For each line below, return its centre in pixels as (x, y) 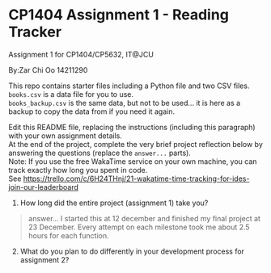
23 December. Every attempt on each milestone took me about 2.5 (139, 227)
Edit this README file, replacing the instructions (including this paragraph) (132, 127)
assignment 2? (44, 259)
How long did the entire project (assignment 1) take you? (114, 203)
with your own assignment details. (66, 136)
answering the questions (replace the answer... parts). (100, 153)
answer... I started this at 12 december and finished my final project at (144, 218)
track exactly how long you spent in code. (78, 170)
